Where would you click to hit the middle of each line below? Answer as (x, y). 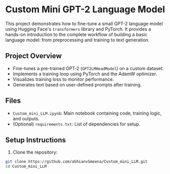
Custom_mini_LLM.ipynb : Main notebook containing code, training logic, (87, 113)
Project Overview (34, 56)
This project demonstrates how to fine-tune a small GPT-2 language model (84, 24)
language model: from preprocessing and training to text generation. (78, 40)
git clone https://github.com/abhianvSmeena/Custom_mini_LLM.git (76, 162)
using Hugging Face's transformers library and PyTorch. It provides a (78, 29)
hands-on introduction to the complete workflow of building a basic (76, 34)
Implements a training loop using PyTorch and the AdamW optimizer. (85, 74)
